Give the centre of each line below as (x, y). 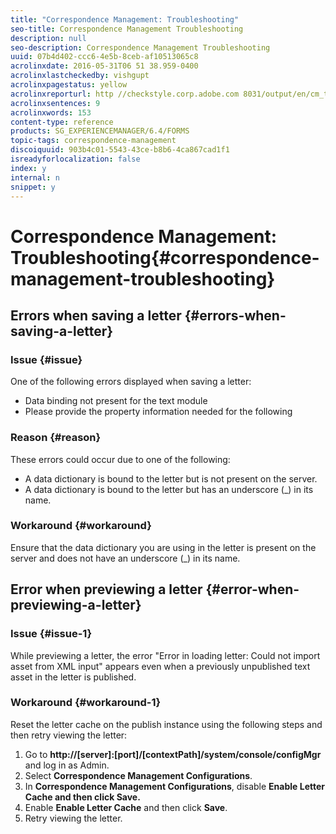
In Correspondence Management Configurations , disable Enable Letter (174, 786)
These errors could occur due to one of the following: (120, 459)
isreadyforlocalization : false (75, 159)
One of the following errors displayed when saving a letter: (131, 382)
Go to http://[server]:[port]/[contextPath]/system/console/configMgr (173, 754)
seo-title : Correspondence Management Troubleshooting (127, 29)
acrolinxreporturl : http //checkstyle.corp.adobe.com (125, 94)
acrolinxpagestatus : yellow (69, 85)
